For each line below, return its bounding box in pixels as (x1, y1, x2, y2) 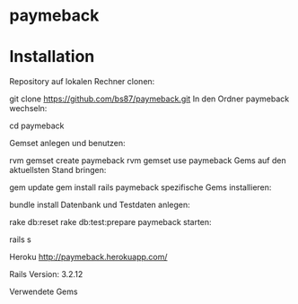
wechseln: (9, 103, 48, 114)
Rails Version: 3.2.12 (9, 269, 83, 280)
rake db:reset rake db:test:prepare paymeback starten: (9, 217, 213, 228)
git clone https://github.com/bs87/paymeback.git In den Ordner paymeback (9, 93, 290, 104)
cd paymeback (9, 120, 65, 131)
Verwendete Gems (9, 286, 78, 297)
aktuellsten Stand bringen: (9, 165, 107, 176)
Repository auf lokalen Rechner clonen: (9, 76, 155, 87)
